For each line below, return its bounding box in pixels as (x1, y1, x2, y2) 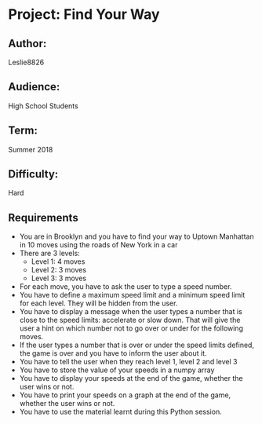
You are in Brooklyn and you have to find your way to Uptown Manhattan (19, 232, 254, 241)
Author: (8, 37, 47, 50)
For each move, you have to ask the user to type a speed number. (19, 282, 232, 291)
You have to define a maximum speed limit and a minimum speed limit (19, 291, 246, 300)
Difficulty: (8, 167, 59, 181)
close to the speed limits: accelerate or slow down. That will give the (19, 316, 241, 325)
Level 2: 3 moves (31, 265, 87, 275)
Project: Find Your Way (8, 5, 160, 24)
